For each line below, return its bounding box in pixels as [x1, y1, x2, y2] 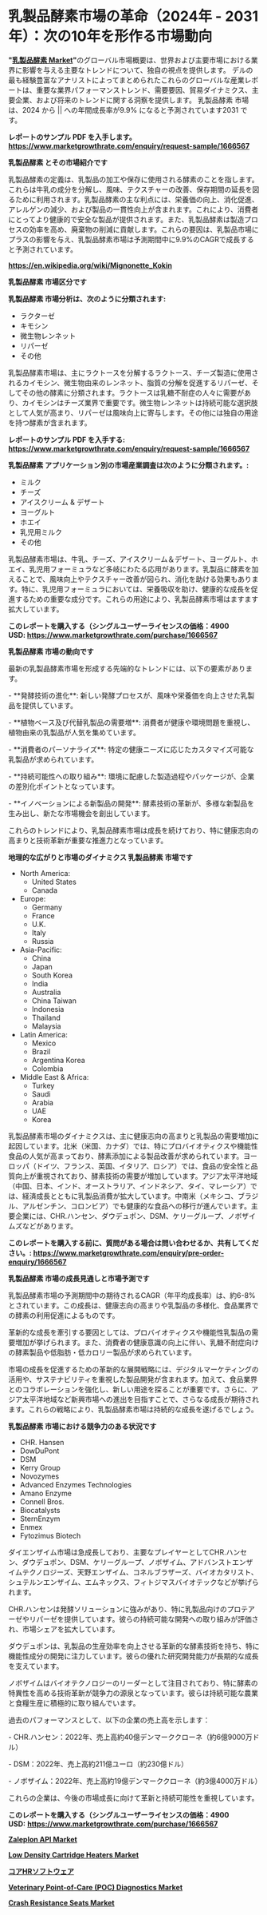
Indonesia [31, 1004, 65, 1013]
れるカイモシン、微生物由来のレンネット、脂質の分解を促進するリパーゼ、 [8, 377, 253, 388]
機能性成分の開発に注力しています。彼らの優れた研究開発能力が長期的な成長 [8, 1651, 259, 1661]
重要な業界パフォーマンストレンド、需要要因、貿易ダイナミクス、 [35, 85, 253, 94]
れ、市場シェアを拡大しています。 [8, 1624, 120, 1634]
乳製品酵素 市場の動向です [8, 647, 94, 656]
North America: [19, 868, 70, 878]
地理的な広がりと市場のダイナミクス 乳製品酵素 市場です [8, 852, 193, 862]
